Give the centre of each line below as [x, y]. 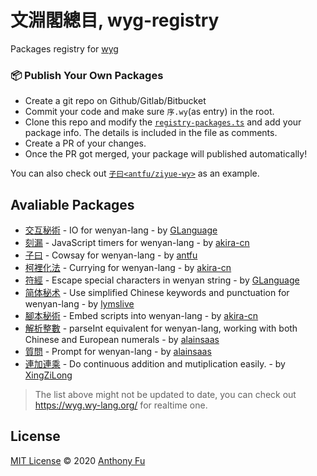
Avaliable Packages [72, 204]
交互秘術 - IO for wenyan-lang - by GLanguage [121, 230]
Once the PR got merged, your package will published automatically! [166, 154]
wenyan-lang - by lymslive [79, 304]
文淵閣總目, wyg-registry [115, 20]
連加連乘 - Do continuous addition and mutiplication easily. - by [155, 364]
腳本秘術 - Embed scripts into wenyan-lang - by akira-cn [141, 316]
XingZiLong [48, 375]
